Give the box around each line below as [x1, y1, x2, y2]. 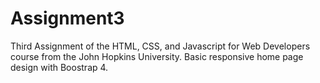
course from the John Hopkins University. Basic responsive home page [10, 50, 304, 62]
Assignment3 [10, 7, 125, 30]
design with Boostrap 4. [10, 61, 109, 73]
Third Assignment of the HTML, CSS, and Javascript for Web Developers [10, 40, 311, 52]
